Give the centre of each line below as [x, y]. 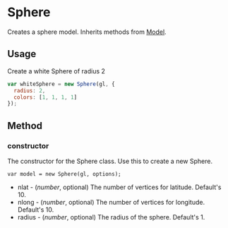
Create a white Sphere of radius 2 [56, 71]
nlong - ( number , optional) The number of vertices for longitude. [111, 202]
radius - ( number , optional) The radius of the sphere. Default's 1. [111, 217]
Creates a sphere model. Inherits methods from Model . [87, 32]
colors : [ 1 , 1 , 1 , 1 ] [46, 97]
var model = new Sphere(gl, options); [64, 174]
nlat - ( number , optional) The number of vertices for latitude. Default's [119, 187]
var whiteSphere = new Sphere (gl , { [61, 84]
